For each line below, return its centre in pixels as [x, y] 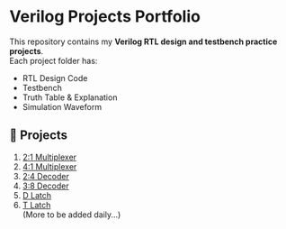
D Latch [37, 195]
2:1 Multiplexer [49, 157]
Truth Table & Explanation [70, 97]
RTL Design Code [55, 78]
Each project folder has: [54, 60]
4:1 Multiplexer [49, 166]
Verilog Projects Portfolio [105, 17]
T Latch [36, 205]
